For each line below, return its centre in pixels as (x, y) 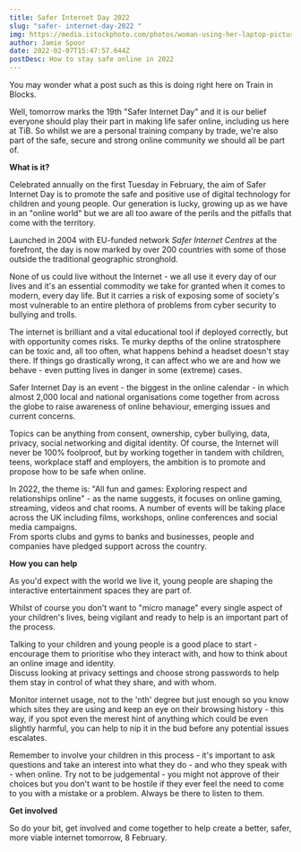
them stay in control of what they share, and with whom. (113, 682)
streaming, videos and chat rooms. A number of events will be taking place (147, 508)
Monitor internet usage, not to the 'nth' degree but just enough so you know (149, 700)
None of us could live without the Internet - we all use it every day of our (143, 276)
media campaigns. (43, 527)
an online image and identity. (63, 663)
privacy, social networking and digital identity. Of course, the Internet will (144, 443)
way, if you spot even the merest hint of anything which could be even (139, 719)
